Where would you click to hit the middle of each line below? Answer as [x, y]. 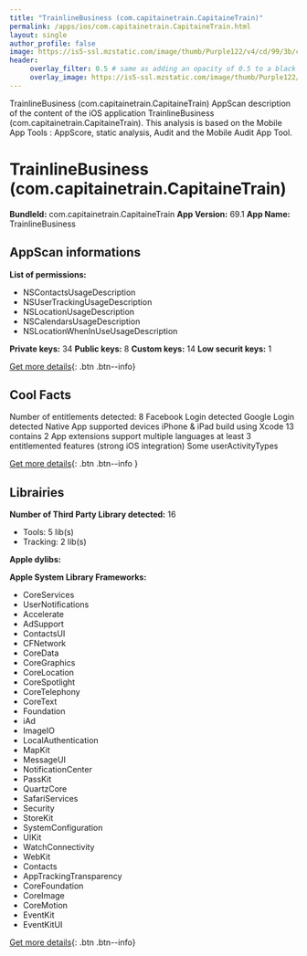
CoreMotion [45, 906]
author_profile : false [53, 43]
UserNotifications [56, 604]
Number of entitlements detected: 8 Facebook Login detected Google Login [152, 417]
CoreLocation [48, 673]
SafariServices [50, 799]
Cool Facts [40, 395]
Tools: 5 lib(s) [48, 532]
